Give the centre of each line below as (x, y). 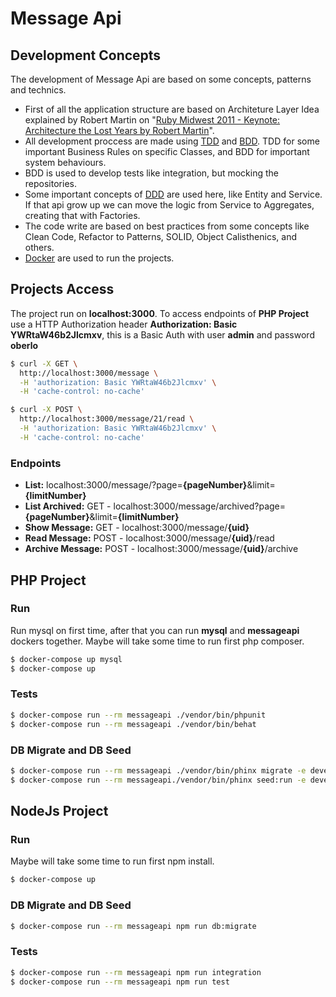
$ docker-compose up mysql (66, 659)
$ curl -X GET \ (44, 363)
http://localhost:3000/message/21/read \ (107, 419)
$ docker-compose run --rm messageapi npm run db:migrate (133, 926)
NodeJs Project (59, 811)
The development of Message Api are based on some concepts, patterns (161, 79)
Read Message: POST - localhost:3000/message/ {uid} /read (149, 538)
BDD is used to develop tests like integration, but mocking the (151, 173)
